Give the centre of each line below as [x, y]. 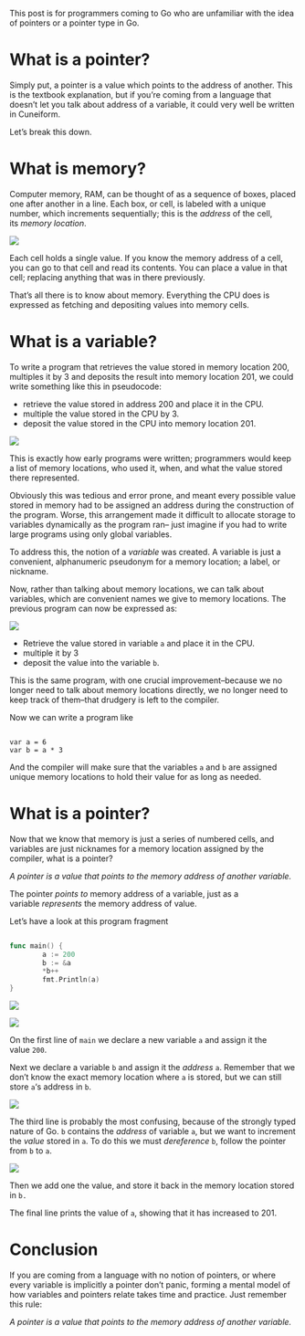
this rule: [26, 1304]
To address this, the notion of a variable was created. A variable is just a [145, 552]
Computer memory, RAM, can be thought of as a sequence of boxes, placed [153, 194]
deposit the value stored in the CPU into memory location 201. [139, 423]
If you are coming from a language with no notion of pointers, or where [143, 1275]
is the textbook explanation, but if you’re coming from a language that [141, 94]
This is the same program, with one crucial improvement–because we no [146, 680]
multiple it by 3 [51, 653]
